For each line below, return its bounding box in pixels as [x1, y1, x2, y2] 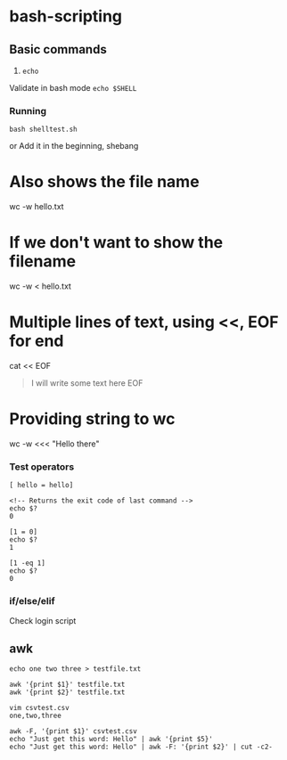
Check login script [9, 615, 77, 625]
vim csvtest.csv [9, 704, 70, 713]
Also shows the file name [9, 172, 200, 192]
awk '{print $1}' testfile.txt [9, 680, 126, 690]
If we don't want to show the [9, 233, 224, 253]
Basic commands [9, 42, 107, 57]
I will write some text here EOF [30, 378, 143, 388]
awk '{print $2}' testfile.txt [9, 688, 126, 697]
